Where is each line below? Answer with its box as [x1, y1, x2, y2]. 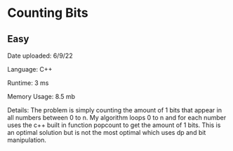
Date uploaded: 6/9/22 [7, 51, 73, 60]
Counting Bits [7, 5, 89, 21]
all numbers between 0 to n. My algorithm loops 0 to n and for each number [7, 114, 227, 122]
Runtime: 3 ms [7, 79, 49, 87]
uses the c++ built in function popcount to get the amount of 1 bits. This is [7, 121, 221, 129]
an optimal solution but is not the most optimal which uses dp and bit [7, 129, 206, 136]
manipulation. [7, 136, 47, 144]
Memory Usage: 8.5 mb [7, 93, 76, 100]
